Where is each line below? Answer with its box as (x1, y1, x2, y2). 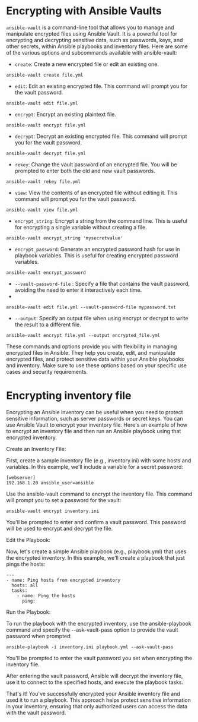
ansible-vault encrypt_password (6, 269, 86, 276)
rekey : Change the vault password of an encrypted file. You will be (14, 160, 177, 168)
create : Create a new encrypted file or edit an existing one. (14, 61, 159, 68)
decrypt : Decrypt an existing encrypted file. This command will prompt (14, 133, 187, 140)
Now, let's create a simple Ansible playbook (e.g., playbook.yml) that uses (6, 548, 187, 555)
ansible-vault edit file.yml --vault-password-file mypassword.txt (6, 304, 177, 310)
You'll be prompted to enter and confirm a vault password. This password (6, 518, 186, 525)
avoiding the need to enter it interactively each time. (14, 286, 142, 294)
